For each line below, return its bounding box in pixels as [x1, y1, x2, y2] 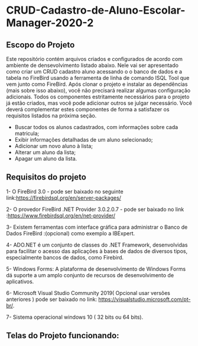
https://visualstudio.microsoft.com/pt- [98, 296, 191, 303]
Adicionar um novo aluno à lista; [14, 143, 93, 149]
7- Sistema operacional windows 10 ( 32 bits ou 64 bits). [6, 313, 144, 321]
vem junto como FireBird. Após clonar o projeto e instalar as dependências [6, 81, 188, 88]
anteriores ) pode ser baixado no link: [6, 296, 98, 303]
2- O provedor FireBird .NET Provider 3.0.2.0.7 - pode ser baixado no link [6, 206, 184, 213]
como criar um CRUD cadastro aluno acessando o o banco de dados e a [6, 68, 182, 75]
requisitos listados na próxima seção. [6, 112, 97, 119]
